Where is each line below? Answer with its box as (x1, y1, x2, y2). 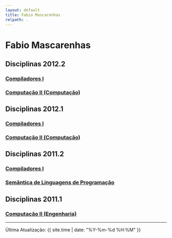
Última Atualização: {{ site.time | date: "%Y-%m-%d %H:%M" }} (5, 227, 141, 233)
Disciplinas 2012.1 (5, 105, 64, 114)
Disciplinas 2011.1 (5, 195, 62, 204)
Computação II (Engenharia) (5, 210, 77, 217)
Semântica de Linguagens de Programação (5, 179, 115, 186)
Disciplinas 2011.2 (5, 150, 64, 158)
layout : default (5, 7, 40, 13)
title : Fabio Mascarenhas (5, 12, 60, 17)
